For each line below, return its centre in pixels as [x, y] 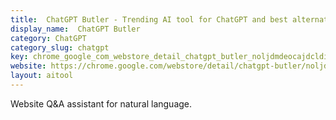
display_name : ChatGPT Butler [75, 29]
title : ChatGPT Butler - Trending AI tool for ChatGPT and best [149, 19]
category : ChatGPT [48, 38]
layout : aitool [42, 76]
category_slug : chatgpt [60, 47]
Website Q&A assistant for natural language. [101, 103]
